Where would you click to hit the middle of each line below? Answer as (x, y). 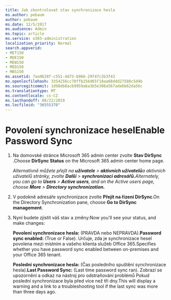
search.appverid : (24, 48)
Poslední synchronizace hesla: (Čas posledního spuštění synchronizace (89, 265)
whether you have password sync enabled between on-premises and (86, 249)
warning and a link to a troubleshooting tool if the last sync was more (85, 286)
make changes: (29, 223)
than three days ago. (34, 292)
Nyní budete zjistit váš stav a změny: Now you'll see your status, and (84, 218)
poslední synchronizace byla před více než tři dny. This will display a (84, 281)
